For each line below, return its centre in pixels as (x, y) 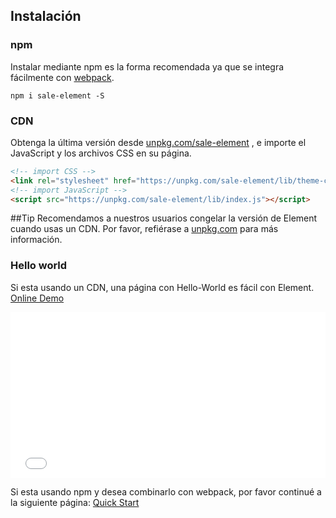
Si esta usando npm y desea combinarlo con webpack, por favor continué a (166, 491)
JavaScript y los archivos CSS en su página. (101, 153)
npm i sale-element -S (57, 95)
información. (36, 240)
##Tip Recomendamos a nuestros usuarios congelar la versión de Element (164, 218)
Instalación (46, 16)
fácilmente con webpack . (62, 77)
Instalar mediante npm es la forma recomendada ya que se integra (147, 66)
